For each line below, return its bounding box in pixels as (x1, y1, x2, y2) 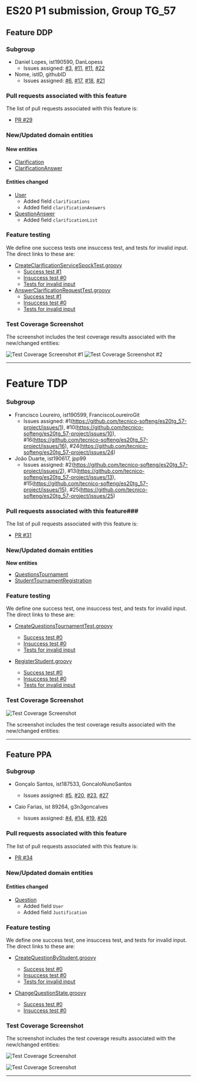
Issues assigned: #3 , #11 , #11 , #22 (23, 65, 106, 72)
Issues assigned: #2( (23, 461, 74, 468)
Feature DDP (6, 28, 53, 38)
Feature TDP (6, 377, 68, 391)
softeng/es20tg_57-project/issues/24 (23, 449, 114, 456)
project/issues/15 (23, 486, 65, 493)
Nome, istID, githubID (14, 70, 66, 77)
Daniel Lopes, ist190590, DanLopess (14, 58, 103, 65)
